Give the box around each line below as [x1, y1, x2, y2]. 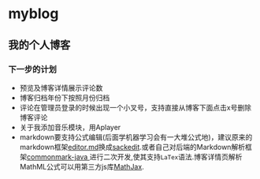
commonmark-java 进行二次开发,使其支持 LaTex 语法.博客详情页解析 [26, 151, 243, 162]
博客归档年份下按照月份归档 [19, 92, 110, 103]
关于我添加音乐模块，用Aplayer [19, 122, 121, 132]
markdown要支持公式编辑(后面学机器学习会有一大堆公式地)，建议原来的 [19, 132, 253, 142]
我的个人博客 [8, 38, 71, 51]
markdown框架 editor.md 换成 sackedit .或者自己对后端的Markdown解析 [19, 142, 246, 151]
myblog [8, 5, 59, 23]
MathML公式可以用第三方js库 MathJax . [19, 162, 144, 171]
